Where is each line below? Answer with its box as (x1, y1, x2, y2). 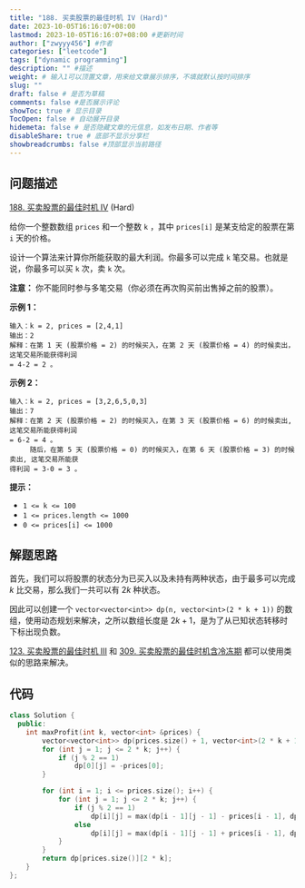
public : (17, 719, 47, 729)
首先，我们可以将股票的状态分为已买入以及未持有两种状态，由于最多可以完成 (9, 573, 296, 584)
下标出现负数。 (9, 627, 65, 637)
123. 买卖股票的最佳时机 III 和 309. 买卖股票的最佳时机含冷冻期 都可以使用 (9, 646, 284, 656)
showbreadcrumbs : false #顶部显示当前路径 (9, 140, 162, 149)
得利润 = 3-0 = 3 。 (9, 464, 82, 473)
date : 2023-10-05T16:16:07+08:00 (9, 22, 136, 31)
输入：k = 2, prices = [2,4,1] (9, 321, 124, 331)
